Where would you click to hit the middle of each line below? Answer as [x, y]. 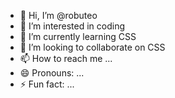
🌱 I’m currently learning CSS [78, 36]
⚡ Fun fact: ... [47, 84]
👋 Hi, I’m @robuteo [58, 15]
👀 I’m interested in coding [72, 26]
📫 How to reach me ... [66, 58]
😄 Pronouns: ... [52, 73]
